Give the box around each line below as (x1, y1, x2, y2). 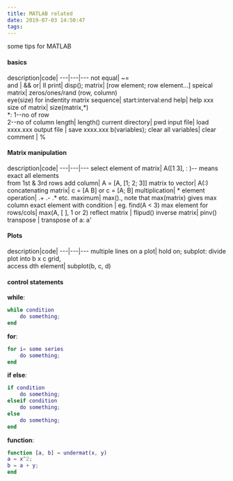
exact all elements (7, 171, 59, 179)
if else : (7, 371, 28, 380)
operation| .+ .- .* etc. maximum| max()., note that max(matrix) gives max (7, 193, 217, 202)
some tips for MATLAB (7, 42, 72, 51)
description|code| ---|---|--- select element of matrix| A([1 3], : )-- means (7, 164, 218, 172)
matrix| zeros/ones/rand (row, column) (7, 88, 118, 97)
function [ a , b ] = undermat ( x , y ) (7, 449, 108, 456)
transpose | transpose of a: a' (7, 215, 92, 224)
